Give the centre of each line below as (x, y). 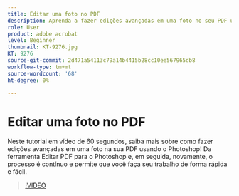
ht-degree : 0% (28, 80)
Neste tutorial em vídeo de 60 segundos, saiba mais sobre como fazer (110, 141)
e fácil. (17, 172)
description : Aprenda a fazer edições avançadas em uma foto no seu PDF (117, 21)
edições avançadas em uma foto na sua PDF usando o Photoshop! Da (110, 149)
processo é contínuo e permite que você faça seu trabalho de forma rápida (117, 164)
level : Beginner (31, 41)
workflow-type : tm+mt (39, 67)
